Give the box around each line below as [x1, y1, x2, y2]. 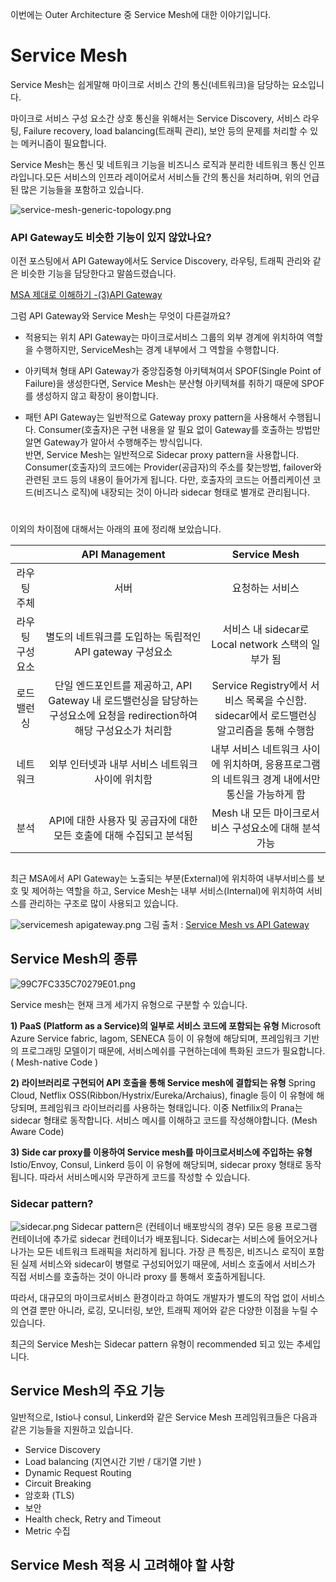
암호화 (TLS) [24, 1489, 75, 1501]
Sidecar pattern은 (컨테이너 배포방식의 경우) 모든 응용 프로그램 [71, 1220, 318, 1232]
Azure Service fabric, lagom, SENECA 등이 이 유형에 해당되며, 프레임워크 [10, 1032, 302, 1044]
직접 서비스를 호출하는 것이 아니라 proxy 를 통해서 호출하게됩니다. [10, 1270, 266, 1282]
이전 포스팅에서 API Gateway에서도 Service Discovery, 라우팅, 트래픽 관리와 [10, 255, 311, 267]
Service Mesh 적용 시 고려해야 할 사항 [10, 1557, 235, 1574]
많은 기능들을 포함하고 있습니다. [20, 183, 144, 195]
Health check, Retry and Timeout [24, 1513, 162, 1525]
